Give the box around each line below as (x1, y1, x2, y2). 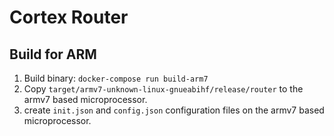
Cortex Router (9, 6, 129, 29)
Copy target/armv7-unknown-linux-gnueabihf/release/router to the (23, 83, 304, 95)
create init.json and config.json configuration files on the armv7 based (23, 104, 325, 116)
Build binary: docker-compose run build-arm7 (23, 72, 209, 84)
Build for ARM (9, 46, 97, 63)
